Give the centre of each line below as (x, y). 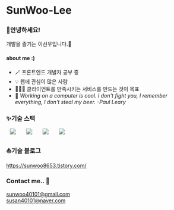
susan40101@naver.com (36, 200)
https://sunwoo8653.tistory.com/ (47, 166)
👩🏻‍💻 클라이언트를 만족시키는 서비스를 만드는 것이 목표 (77, 89)
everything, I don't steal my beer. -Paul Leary (70, 102)
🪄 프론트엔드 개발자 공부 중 (47, 72)
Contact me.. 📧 (28, 181)
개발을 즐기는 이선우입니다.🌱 (39, 44)
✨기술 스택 (21, 118)
